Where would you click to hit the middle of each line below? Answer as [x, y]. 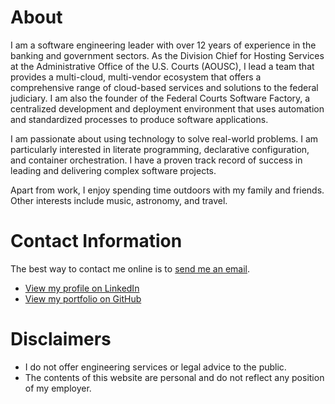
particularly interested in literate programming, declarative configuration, [160, 149]
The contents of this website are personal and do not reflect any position [174, 377]
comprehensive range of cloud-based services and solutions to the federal [164, 87]
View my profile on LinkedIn [82, 288]
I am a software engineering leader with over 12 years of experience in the [163, 45]
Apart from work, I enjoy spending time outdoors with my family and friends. [167, 190]
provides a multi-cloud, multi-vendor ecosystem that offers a [136, 77]
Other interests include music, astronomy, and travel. [119, 200]
